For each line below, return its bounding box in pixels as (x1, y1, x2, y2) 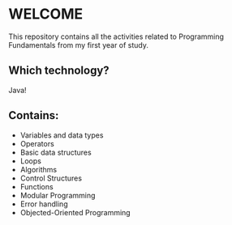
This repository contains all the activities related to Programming (8, 32, 225, 41)
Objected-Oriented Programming (19, 207, 131, 217)
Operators (19, 138, 54, 148)
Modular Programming (19, 190, 96, 200)
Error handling (19, 199, 68, 209)
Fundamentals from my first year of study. (8, 40, 148, 49)
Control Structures (19, 173, 83, 183)
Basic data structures (19, 147, 92, 157)
